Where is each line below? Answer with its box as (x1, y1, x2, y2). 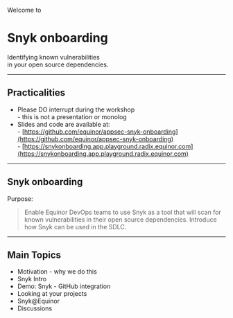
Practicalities (7, 87, 66, 99)
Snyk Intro (17, 275, 47, 283)
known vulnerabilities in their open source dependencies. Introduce (24, 215, 217, 224)
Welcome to (7, 6, 42, 14)
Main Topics (7, 249, 61, 260)
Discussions (17, 304, 53, 312)
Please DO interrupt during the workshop (17, 105, 135, 114)
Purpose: (7, 194, 33, 203)
